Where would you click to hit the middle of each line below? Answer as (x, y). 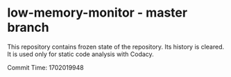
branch (28, 27)
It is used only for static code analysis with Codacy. (80, 54)
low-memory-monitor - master (97, 13)
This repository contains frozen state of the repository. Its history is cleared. (115, 46)
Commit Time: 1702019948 (46, 67)
